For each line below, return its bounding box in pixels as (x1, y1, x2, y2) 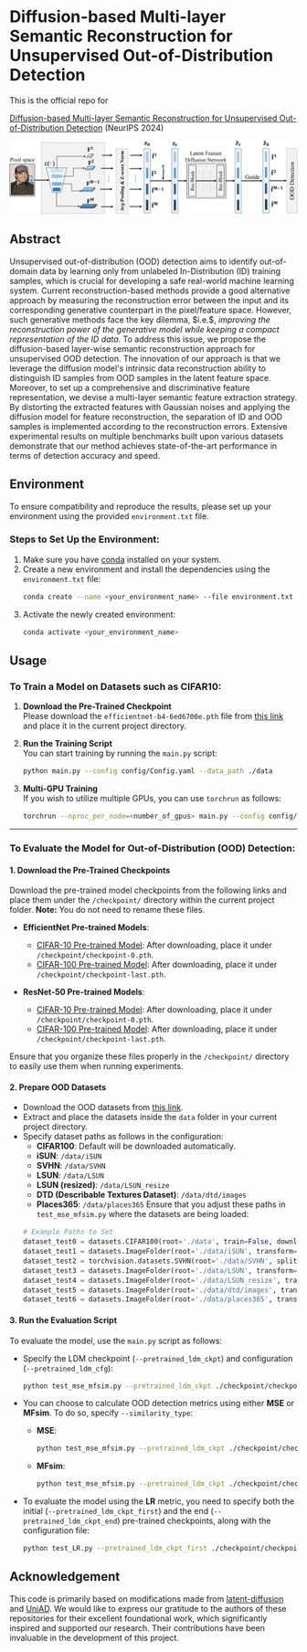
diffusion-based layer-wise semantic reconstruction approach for (9, 343, 256, 354)
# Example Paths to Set (22, 1227, 114, 1237)
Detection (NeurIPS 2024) (66, 122, 164, 133)
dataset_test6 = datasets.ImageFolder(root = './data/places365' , (22, 1295, 273, 1304)
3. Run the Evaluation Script (9, 1314, 117, 1326)
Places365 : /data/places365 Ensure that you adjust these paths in (36, 1199, 286, 1210)
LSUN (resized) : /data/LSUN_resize (36, 1180, 170, 1191)
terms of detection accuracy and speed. (9, 450, 161, 461)
